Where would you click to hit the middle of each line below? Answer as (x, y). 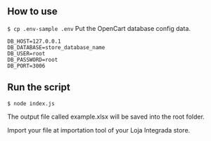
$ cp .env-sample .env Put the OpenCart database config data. (99, 28)
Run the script (39, 87)
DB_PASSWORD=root (33, 60)
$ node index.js (31, 103)
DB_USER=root (26, 53)
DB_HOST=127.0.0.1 (34, 41)
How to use (32, 12)
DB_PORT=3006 (26, 66)
